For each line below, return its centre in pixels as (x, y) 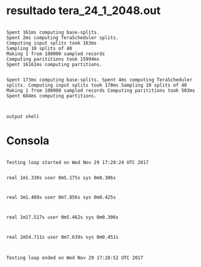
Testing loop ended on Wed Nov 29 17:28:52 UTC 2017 (75, 258)
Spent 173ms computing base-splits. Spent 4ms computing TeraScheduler (99, 80)
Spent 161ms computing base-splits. (53, 32)
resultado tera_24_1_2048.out (83, 11)
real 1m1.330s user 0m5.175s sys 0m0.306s (61, 178)
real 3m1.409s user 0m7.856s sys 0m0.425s (61, 197)
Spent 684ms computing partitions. (52, 96)
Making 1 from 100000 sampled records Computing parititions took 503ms (101, 90)
